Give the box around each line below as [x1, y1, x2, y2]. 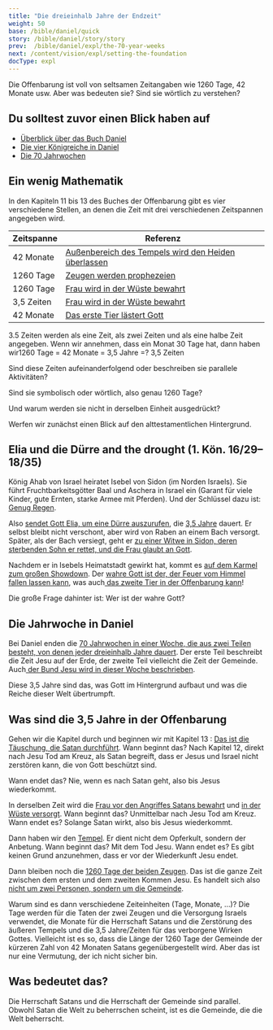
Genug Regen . [8, 503, 57, 513]
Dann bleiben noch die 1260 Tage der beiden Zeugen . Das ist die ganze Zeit [8, 866, 262, 875]
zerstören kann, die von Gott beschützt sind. [8, 760, 158, 770]
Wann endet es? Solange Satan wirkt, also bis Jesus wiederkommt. [8, 817, 233, 827]
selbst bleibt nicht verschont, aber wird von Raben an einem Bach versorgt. [8, 527, 261, 537]
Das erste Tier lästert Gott [65, 309, 164, 321]
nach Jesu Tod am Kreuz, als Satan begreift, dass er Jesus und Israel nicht [8, 751, 258, 761]
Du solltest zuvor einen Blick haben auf [8, 111, 210, 126]
